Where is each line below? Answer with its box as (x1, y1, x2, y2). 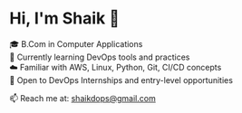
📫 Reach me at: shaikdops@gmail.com (9, 92, 156, 103)
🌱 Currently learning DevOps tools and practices (9, 52, 190, 62)
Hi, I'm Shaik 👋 (9, 8, 121, 29)
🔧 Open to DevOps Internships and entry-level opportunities (9, 74, 234, 85)
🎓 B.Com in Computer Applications (9, 38, 143, 49)
